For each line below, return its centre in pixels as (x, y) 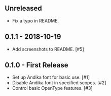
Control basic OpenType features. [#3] (52, 88)
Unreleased (24, 8)
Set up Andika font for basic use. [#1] (51, 77)
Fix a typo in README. (35, 20)
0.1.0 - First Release (36, 65)
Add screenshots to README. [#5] (48, 49)
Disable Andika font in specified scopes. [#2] (59, 83)
